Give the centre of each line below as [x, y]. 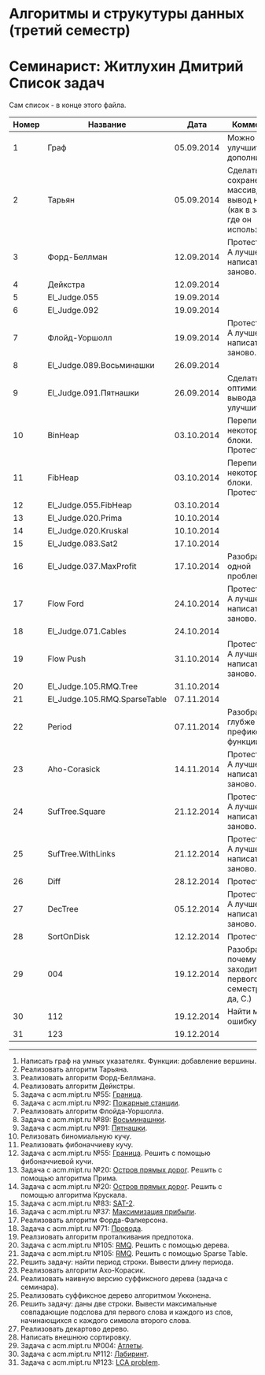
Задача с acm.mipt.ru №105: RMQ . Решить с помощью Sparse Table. [134, 1254]
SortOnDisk [69, 937]
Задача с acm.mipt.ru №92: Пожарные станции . [100, 1103]
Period [60, 727]
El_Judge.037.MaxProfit [92, 567]
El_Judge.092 [73, 310]
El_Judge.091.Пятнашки [94, 393]
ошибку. [243, 1021]
